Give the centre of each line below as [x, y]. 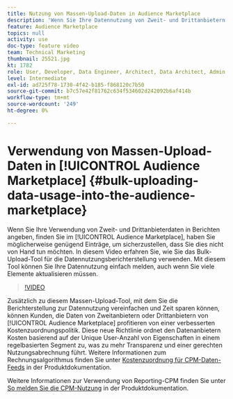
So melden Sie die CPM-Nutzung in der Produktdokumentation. [98, 388]
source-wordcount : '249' [43, 104]
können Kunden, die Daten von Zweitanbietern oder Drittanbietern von [108, 315]
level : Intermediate [37, 78]
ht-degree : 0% [28, 111]
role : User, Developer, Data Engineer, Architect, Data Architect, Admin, [118, 72]
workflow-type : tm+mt [39, 98]
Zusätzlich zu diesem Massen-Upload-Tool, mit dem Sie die [93, 300]
